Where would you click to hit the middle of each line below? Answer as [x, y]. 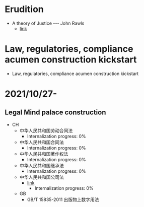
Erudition [24, 9]
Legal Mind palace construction [55, 113]
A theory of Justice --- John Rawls [48, 23]
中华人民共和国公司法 [42, 177]
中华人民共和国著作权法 [44, 154]
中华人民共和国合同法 [42, 142]
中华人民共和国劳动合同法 [46, 130]
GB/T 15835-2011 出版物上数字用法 [63, 199]
